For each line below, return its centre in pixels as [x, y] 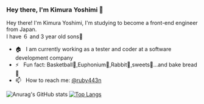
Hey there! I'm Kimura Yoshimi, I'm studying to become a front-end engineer [102, 23]
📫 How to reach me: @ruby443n [58, 80]
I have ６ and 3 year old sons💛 [45, 36]
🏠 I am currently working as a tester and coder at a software [93, 49]
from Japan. [22, 29]
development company [44, 58]
